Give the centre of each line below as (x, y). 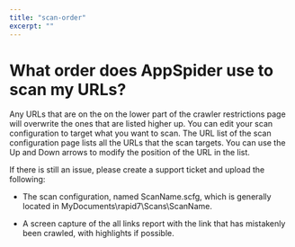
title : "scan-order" (48, 18)
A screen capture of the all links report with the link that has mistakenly (154, 224)
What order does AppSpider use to (142, 71)
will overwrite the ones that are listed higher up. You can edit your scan (141, 124)
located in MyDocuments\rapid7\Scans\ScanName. (117, 207)
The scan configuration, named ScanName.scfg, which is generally (147, 197)
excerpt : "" (31, 26)
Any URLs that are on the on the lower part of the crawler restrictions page (147, 114)
